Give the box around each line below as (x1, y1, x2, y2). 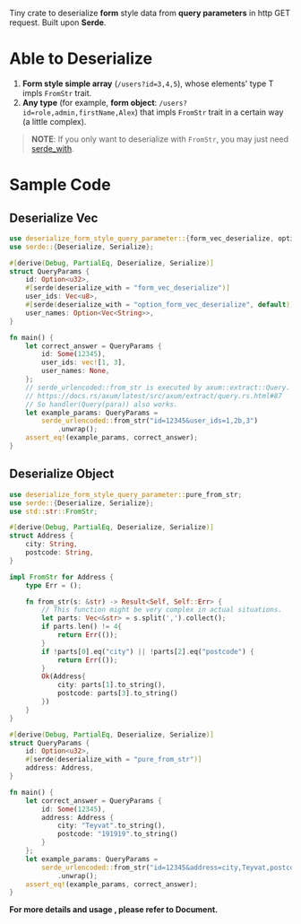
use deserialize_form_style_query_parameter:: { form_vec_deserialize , (9, 233, 275, 243)
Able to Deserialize (9, 48, 153, 69)
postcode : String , (25, 548, 94, 557)
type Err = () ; (25, 580, 82, 590)
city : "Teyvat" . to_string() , (56, 821, 167, 831)
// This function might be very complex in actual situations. (41, 606, 282, 615)
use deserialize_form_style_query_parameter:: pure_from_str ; (9, 490, 243, 499)
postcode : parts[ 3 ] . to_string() (56, 689, 178, 698)
